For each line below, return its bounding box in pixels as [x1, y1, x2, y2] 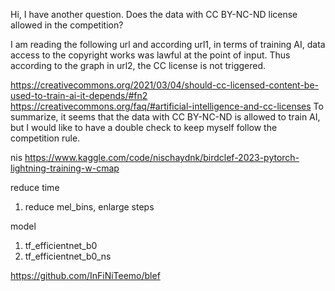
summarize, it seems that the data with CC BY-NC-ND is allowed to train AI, [10, 111, 321, 123]
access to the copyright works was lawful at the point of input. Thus [10, 49, 291, 61]
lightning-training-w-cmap [10, 162, 120, 174]
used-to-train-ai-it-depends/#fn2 [10, 90, 148, 101]
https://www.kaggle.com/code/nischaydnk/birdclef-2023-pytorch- [24, 152, 300, 163]
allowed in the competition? [10, 19, 124, 31]
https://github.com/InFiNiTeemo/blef [10, 270, 161, 281]
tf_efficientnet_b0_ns [24, 250, 112, 262]
